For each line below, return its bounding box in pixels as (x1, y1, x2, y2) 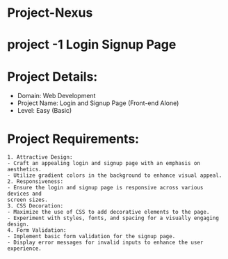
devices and (7, 190, 42, 198)
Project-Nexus (7, 5, 93, 21)
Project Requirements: (7, 131, 140, 147)
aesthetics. (7, 166, 42, 173)
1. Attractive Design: (7, 154, 73, 161)
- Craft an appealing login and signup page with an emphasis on (7, 160, 200, 167)
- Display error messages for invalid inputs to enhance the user (7, 239, 204, 246)
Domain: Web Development (17, 92, 96, 100)
